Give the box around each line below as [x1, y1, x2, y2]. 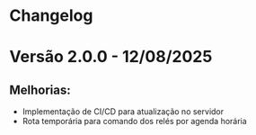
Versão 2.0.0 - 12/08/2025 [9, 47, 213, 67]
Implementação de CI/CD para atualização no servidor [22, 106, 225, 117]
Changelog [9, 5, 93, 26]
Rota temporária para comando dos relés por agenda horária [22, 116, 247, 127]
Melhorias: [9, 82, 72, 97]
